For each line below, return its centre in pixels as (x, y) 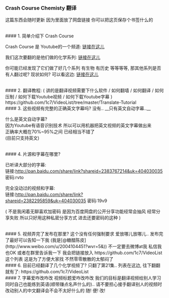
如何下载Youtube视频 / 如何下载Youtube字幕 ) (65, 97)
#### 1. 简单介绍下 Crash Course (39, 36)
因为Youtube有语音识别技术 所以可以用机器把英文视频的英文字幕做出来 (78, 126)
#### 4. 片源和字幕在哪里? (33, 154)
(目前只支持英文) (22, 138)
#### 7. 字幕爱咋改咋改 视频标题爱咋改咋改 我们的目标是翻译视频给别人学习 (83, 278)
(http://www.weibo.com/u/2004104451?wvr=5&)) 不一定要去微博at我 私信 (81, 247)
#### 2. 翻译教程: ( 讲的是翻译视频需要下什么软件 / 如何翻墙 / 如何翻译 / (79, 91)
